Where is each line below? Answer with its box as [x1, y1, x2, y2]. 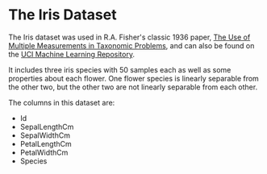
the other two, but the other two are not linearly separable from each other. [8, 82, 258, 92]
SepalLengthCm [19, 122, 74, 131]
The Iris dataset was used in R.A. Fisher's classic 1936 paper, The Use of [8, 32, 251, 42]
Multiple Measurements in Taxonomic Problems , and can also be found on [8, 40, 255, 50]
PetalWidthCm [19, 147, 69, 157]
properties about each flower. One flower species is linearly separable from [8, 73, 260, 83]
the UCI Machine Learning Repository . [8, 49, 136, 59]
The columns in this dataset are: [8, 97, 115, 107]
